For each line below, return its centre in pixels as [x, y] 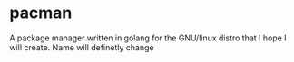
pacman [41, 13]
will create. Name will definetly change [82, 47]
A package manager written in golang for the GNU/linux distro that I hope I [148, 38]
